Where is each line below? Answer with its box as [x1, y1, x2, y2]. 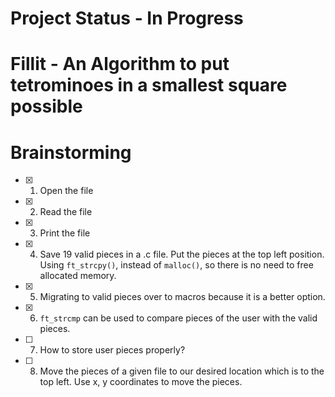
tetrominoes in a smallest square [10, 74, 288, 97]
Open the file [39, 185, 94, 197]
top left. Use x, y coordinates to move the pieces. [39, 376, 243, 388]
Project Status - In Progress [10, 7, 244, 30]
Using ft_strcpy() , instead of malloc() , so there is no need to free [39, 259, 314, 271]
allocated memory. [39, 270, 117, 282]
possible [10, 95, 83, 118]
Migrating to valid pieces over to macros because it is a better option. [39, 291, 326, 303]
